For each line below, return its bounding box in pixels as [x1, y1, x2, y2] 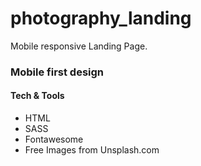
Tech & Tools [10, 90, 65, 102]
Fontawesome [24, 133, 84, 146]
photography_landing [10, 7, 192, 30]
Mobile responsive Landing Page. [10, 40, 148, 52]
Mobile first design [10, 65, 105, 79]
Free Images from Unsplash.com [24, 144, 160, 156]
